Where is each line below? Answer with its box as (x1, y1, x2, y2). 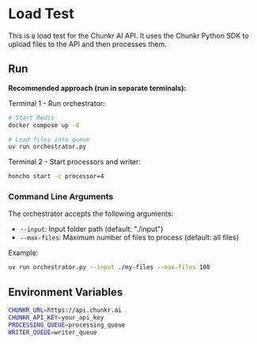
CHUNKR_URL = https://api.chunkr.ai (8, 306, 123, 315)
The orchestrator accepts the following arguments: (8, 209, 174, 218)
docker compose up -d (8, 121, 80, 129)
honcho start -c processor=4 (8, 172, 104, 180)
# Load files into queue (8, 135, 90, 143)
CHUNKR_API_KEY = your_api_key (8, 313, 104, 321)
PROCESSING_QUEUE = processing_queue (8, 321, 126, 329)
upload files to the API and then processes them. (8, 39, 168, 48)
